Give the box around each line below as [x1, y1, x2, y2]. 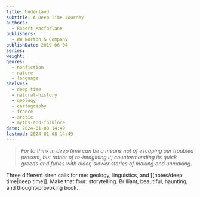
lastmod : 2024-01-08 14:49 [6, 131, 73, 137]
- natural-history [11, 92, 58, 98]
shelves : [6, 81, 28, 87]
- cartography [11, 103, 47, 109]
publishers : [6, 31, 36, 37]
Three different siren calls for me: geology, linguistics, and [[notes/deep [6, 171, 183, 178]
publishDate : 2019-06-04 [6, 42, 68, 48]
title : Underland [6, 8, 50, 15]
